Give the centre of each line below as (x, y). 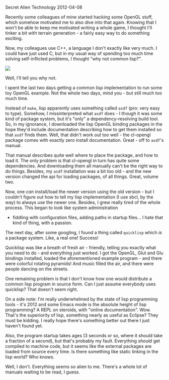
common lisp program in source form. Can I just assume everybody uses (80, 284)
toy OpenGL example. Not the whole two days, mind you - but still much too (84, 93)
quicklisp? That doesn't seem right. (42, 289)
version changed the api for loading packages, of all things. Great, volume (82, 176)
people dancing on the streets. (37, 269)
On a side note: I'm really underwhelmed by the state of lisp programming (81, 299)
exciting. (14, 38)
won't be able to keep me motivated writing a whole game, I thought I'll (79, 28)
